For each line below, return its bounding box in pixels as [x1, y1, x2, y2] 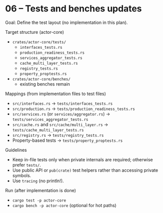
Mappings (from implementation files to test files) [5, 91, 106, 97]
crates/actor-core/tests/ [12, 39, 66, 45]
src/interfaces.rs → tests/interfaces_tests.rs [12, 100, 113, 106]
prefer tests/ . [12, 162, 41, 168]
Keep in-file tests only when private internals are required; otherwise [12, 156, 153, 162]
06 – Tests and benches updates [5, 3, 142, 14]
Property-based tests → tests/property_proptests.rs [12, 137, 123, 143]
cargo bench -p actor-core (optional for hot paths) [12, 202, 117, 208]
